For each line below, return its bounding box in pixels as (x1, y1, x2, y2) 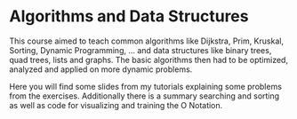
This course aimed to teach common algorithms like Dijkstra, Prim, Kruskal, (9, 36, 285, 46)
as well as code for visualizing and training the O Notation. (9, 99, 223, 110)
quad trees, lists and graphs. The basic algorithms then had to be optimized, (9, 54, 289, 65)
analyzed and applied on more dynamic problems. (9, 64, 193, 75)
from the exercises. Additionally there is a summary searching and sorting (9, 91, 280, 101)
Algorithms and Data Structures (9, 6, 249, 27)
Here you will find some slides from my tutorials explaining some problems (9, 81, 283, 91)
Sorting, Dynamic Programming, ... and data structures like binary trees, (9, 44, 272, 55)
